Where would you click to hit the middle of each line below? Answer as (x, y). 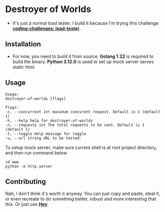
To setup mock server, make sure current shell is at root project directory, (81, 147)
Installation (23, 44)
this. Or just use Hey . (27, 204)
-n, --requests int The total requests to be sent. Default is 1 (75, 125)
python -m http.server (29, 166)
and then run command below (36, 153)
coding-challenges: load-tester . (47, 28)
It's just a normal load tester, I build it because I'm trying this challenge (86, 23)
